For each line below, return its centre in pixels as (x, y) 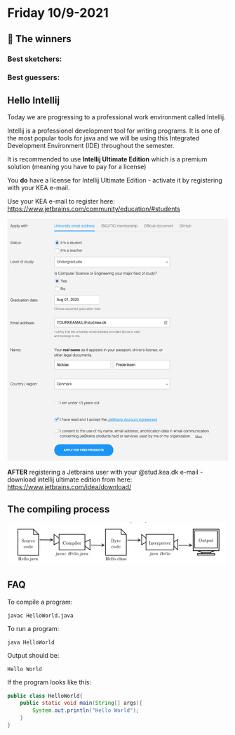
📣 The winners (39, 39)
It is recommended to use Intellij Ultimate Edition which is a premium (107, 159)
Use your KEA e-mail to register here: (61, 201)
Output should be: (33, 655)
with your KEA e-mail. (39, 188)
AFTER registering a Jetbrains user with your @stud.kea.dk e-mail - (105, 472)
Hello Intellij (34, 100)
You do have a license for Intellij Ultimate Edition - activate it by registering (115, 180)
